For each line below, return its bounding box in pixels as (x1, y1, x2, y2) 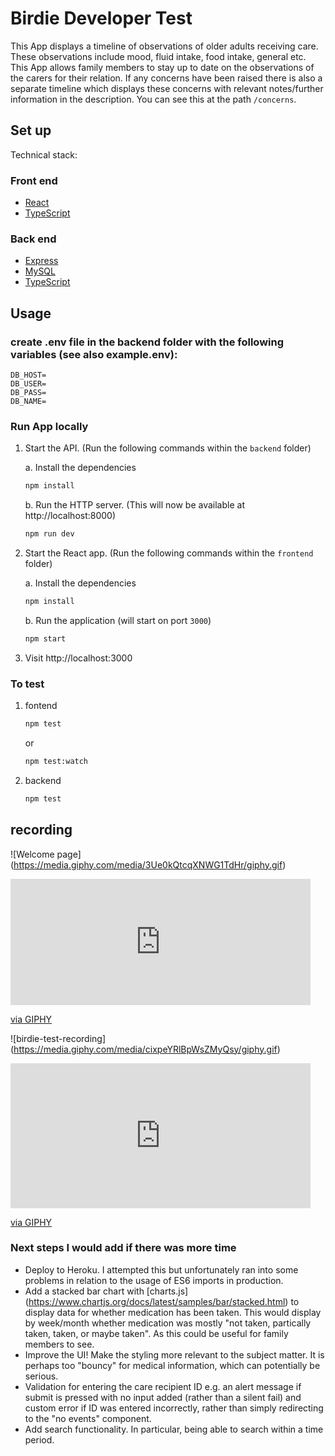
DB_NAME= (10, 397, 47, 407)
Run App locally (10, 419, 89, 433)
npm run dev (24, 529, 75, 539)
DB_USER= (10, 379, 47, 389)
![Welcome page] (10, 848, 82, 860)
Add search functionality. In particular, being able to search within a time (24, 1423, 324, 1435)
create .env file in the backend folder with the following (10, 335, 285, 349)
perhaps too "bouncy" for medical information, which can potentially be (24, 1359, 321, 1371)
